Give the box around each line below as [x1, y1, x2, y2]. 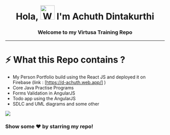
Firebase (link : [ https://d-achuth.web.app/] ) [12, 79, 106, 85]
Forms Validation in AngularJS [12, 90, 75, 96]
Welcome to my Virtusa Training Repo [37, 29, 133, 36]
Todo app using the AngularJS [12, 96, 76, 102]
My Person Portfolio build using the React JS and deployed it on [12, 74, 146, 80]
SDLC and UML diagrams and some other [12, 101, 100, 107]
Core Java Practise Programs [12, 85, 74, 91]
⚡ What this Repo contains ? [5, 54, 125, 65]
